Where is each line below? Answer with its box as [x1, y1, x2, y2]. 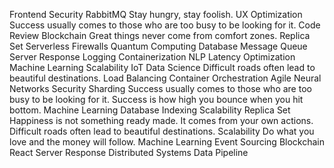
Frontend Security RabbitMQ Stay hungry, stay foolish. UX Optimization [9, 9, 303, 20]
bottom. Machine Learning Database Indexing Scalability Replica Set [9, 104, 291, 116]
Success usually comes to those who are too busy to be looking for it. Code [9, 19, 321, 31]
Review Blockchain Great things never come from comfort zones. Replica [9, 30, 311, 41]
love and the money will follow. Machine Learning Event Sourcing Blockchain [9, 136, 325, 148]
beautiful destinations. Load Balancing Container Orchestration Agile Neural [9, 72, 322, 84]
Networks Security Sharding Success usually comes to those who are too [9, 83, 312, 94]
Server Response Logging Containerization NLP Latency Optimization [9, 51, 296, 63]
